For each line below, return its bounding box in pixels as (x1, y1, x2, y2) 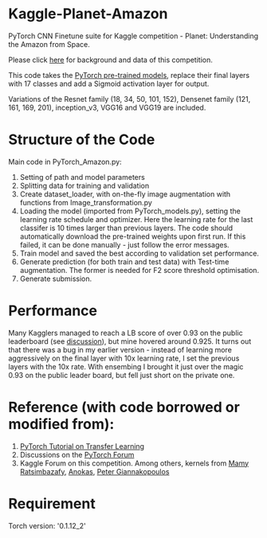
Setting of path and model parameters (19, 172, 145, 181)
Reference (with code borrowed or (8, 399, 241, 416)
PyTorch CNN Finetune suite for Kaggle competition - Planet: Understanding (8, 31, 259, 41)
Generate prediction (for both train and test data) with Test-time (19, 256, 230, 267)
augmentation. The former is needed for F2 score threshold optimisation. (19, 265, 260, 275)
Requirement (8, 494, 96, 513)
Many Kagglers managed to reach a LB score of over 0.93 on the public (8, 328, 243, 337)
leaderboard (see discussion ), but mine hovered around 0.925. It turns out (8, 336, 252, 346)
